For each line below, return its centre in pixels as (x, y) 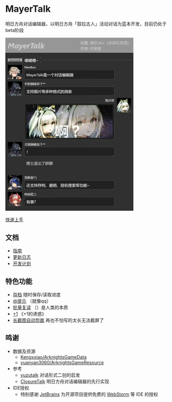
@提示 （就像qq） (32, 301)
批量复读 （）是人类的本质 (40, 307)
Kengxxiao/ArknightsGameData (53, 357)
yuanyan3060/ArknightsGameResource (62, 363)
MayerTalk (28, 9)
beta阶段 (15, 30)
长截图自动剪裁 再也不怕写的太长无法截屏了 (58, 320)
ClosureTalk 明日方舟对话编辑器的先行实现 (65, 381)
